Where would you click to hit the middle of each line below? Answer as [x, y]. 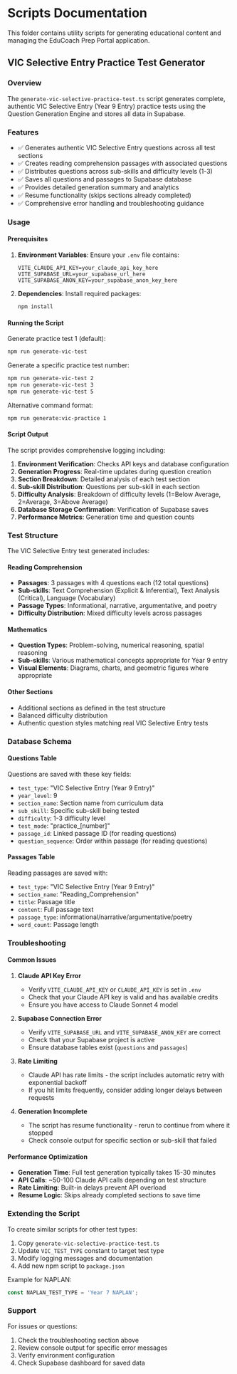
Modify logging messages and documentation [85, 1258]
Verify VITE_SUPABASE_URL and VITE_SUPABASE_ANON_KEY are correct [124, 1032]
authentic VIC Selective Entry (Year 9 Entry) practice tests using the [107, 106]
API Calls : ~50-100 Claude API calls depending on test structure [112, 1180]
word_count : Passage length [58, 924]
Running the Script [36, 322]
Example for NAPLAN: [39, 1279]
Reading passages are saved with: [58, 873]
